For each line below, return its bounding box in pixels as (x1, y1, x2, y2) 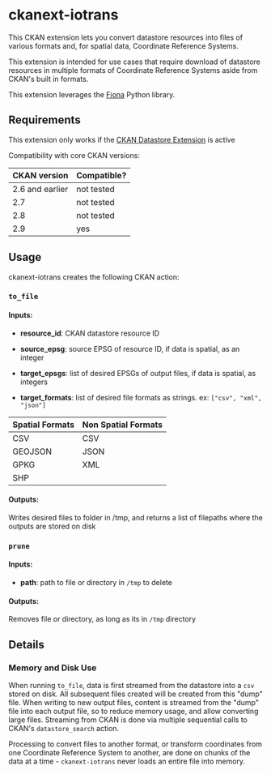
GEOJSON (12, 446, 53, 457)
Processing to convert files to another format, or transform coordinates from (8, 739, 263, 749)
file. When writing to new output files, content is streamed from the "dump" (8, 697, 259, 707)
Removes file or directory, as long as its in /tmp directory (8, 614, 197, 624)
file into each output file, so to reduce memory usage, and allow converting (8, 706, 259, 716)
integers (19, 377, 49, 387)
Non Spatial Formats (82, 419, 163, 430)
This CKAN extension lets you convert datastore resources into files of (8, 32, 243, 42)
